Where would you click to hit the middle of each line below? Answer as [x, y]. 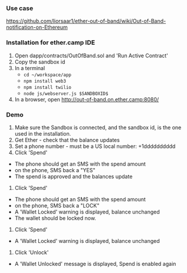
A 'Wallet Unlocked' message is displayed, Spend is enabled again [95, 264]
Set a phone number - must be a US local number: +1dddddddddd [95, 146]
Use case [20, 8]
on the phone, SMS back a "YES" [55, 170]
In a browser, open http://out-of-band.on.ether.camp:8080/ [87, 99]
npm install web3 [45, 81]
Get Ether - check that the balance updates [67, 140]
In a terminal [30, 68]
